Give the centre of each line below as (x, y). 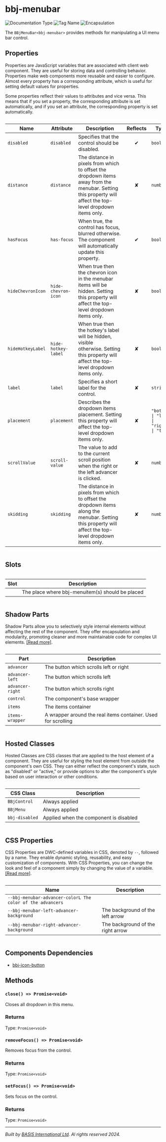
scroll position (95, 460)
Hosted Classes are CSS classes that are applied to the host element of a (80, 756)
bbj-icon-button (28, 965)
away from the (95, 182)
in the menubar (96, 279)
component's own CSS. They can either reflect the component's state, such (82, 766)
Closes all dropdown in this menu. (40, 1004)
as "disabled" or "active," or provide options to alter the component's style (81, 772)
